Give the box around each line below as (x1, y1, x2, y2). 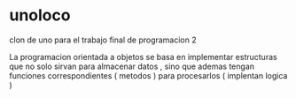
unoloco (9, 5, 71, 26)
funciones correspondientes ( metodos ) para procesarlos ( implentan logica (9, 70, 288, 80)
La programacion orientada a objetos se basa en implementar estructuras (9, 51, 277, 62)
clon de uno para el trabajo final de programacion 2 (9, 34, 197, 45)
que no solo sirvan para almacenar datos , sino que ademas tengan (9, 61, 255, 72)
